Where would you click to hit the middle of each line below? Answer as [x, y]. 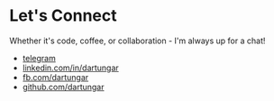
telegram [39, 58]
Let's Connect [63, 16]
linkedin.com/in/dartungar [70, 68]
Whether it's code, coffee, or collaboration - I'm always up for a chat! [137, 41]
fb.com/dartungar [55, 77]
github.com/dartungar [63, 87]
